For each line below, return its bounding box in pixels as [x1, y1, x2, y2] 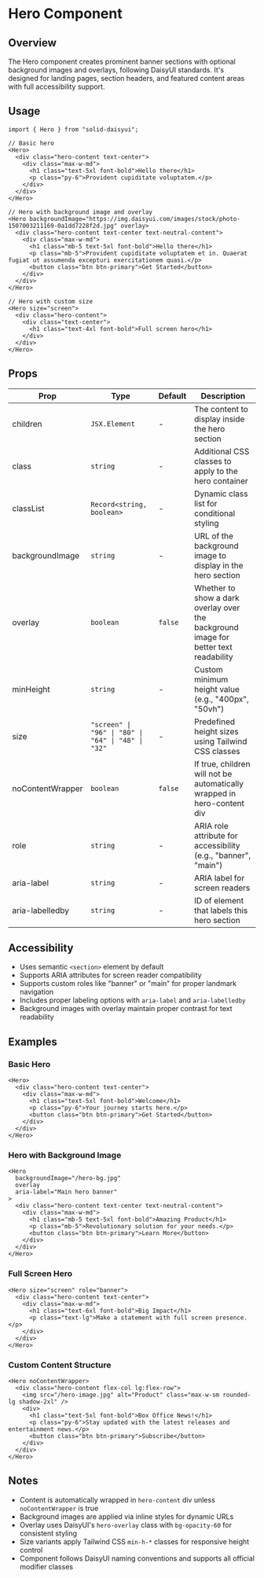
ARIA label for [193, 872, 245, 883]
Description [200, 390, 246, 401]
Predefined [193, 716, 236, 727]
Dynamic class [193, 488, 248, 499]
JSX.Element [90, 419, 135, 429]
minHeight [12, 683, 50, 694]
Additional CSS [193, 446, 250, 457]
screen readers [193, 882, 251, 893]
